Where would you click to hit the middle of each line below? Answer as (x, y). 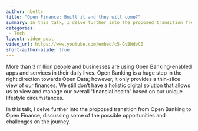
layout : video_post (30, 39)
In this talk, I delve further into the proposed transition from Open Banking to (99, 109)
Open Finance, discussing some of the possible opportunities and (86, 115)
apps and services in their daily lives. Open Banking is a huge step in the (94, 73)
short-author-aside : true (38, 50)
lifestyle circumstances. (35, 98)
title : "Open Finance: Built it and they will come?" (74, 17)
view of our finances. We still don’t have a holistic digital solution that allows (98, 85)
